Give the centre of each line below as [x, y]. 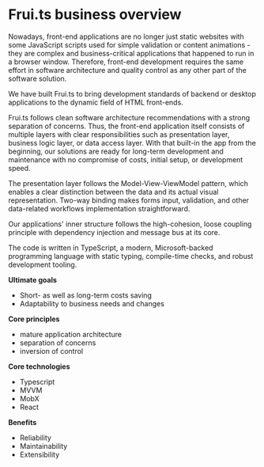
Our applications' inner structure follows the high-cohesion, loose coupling [130, 224]
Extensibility [40, 454]
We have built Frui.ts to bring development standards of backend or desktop [132, 93]
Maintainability [43, 446]
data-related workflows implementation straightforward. [99, 208]
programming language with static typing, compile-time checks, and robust [131, 256]
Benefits [23, 422]
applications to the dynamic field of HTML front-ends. [96, 102]
